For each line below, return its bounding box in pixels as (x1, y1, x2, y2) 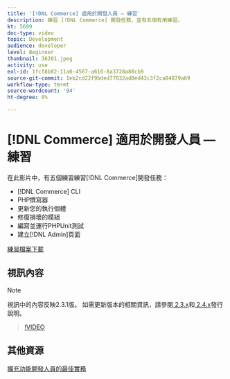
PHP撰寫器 (17, 195, 48, 204)
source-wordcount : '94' (7, 87, 76, 94)
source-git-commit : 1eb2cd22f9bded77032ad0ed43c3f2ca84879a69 (7, 74, 191, 82)
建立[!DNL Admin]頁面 (17, 230, 81, 238)
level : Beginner (7, 49, 54, 56)
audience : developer (7, 42, 67, 49)
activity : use (7, 62, 48, 69)
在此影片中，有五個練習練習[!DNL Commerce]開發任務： (7, 173, 168, 182)
